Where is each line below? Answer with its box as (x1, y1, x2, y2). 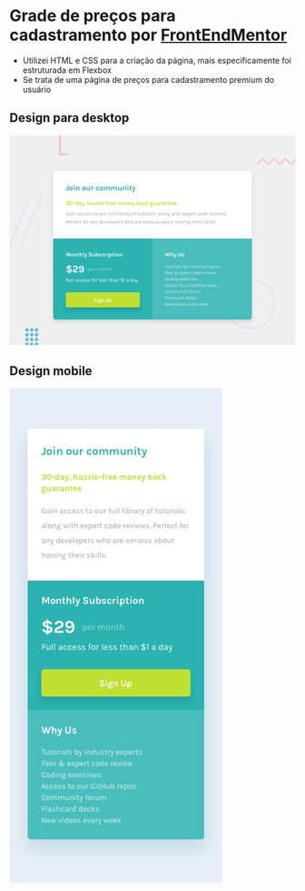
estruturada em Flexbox (22, 65, 112, 76)
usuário (22, 84, 52, 95)
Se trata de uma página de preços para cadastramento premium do (22, 74, 275, 85)
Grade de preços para (9, 5, 176, 26)
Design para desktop (9, 110, 130, 126)
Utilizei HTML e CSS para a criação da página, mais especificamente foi (22, 55, 292, 66)
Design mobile (9, 363, 93, 379)
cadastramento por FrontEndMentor (9, 25, 288, 46)
